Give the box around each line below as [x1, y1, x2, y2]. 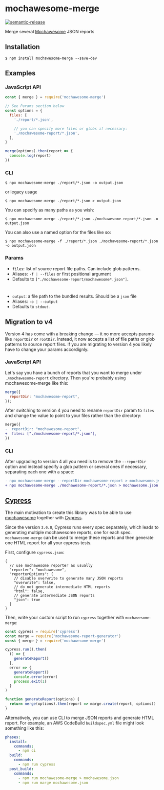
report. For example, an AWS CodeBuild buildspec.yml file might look [5, 720, 144, 726]
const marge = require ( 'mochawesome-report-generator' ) [5, 633, 121, 639]
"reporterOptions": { [9, 571, 54, 577]
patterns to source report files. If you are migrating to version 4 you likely [5, 341, 152, 347]
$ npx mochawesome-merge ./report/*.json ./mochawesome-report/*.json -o [5, 216, 159, 222]
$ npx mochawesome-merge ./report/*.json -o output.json [5, 181, 123, 186]
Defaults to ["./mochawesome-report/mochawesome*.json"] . [12, 276, 129, 282]
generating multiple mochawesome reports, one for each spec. [5, 529, 132, 535]
